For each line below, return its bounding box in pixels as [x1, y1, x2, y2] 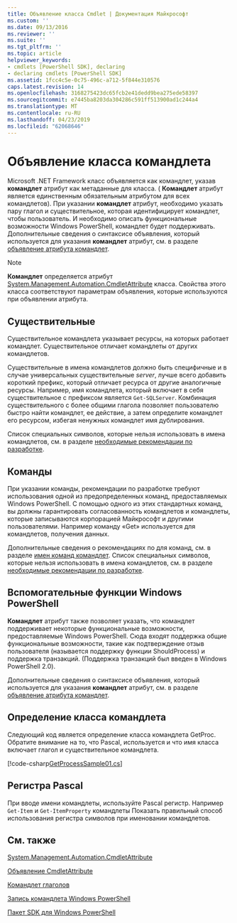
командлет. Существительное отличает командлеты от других [7, 342, 198, 350]
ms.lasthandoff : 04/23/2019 [7, 116, 91, 123]
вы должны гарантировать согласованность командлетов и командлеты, [7, 507, 231, 516]
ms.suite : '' [7, 37, 46, 44]
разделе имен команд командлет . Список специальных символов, [7, 551, 211, 560]
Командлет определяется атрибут [7, 272, 114, 281]
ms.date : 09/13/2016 [7, 23, 69, 31]
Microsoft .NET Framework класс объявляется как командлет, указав [7, 177, 216, 185]
